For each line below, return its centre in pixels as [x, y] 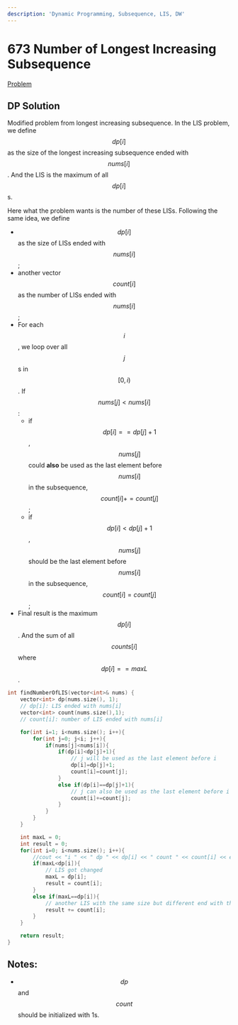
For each [30, 325]
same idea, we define [39, 218]
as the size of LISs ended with [62, 243]
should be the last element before [77, 562]
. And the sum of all [46, 636]
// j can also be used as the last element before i [150, 792]
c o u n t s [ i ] [124, 647]
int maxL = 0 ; [41, 837]
